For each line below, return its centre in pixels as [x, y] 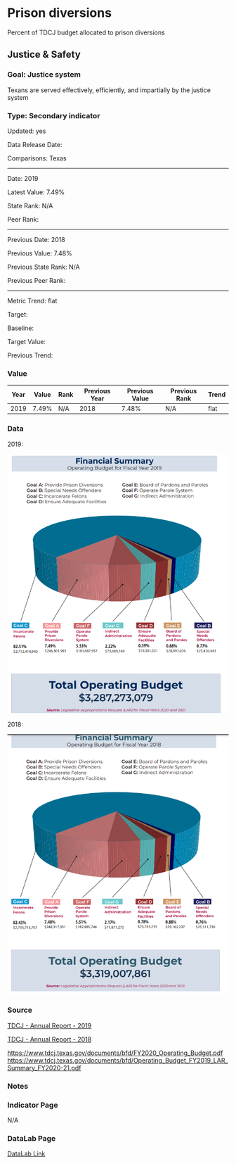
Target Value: [26, 341]
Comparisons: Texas [37, 158]
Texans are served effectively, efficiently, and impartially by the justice [109, 90]
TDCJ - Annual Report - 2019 [50, 1025]
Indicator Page [33, 1105]
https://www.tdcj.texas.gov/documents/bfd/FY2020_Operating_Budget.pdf [115, 1053]
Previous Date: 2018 [36, 239]
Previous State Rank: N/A [44, 267]
